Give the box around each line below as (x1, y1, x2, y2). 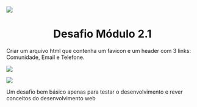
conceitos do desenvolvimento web (6, 95, 96, 102)
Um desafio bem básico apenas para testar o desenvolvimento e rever (6, 88, 183, 95)
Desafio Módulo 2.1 (53, 27, 152, 41)
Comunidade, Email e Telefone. (6, 53, 85, 61)
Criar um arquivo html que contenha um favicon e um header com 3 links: (6, 47, 191, 55)
